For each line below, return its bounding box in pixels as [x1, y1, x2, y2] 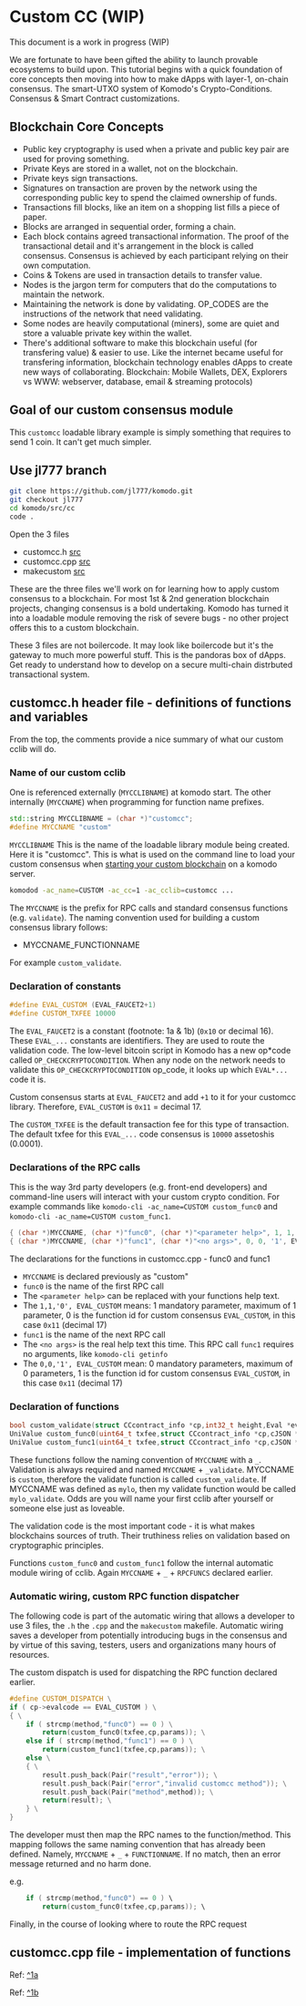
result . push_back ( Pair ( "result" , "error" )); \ [42, 1770, 219, 1779]
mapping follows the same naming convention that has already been [9, 1839, 266, 1850]
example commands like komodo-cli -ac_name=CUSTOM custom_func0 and [9, 1200, 278, 1211]
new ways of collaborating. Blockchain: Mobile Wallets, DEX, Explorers [22, 366, 288, 377]
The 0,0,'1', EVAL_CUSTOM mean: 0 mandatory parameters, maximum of [22, 1358, 293, 1369]
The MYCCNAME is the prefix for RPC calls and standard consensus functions [9, 902, 289, 913]
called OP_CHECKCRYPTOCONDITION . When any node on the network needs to [9, 1054, 286, 1065]
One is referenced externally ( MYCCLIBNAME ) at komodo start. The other [9, 787, 271, 797]
